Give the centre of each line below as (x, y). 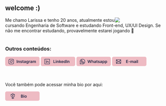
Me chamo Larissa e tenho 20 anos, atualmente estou (60, 20)
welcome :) (23, 8)
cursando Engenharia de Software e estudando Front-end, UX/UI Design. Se (83, 25)
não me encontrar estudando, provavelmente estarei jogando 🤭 (70, 30)
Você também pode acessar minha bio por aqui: (54, 85)
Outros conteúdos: (28, 49)
